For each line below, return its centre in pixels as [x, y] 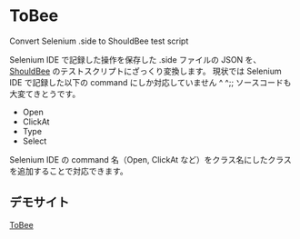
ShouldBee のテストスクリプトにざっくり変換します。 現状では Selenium [145, 71]
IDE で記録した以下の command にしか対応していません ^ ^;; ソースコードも [150, 82]
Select [35, 141]
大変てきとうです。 [45, 94]
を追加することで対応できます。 [69, 171]
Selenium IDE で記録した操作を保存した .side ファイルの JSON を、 [135, 59]
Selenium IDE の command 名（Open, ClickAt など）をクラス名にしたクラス [151, 159]
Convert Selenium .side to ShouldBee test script [99, 41]
